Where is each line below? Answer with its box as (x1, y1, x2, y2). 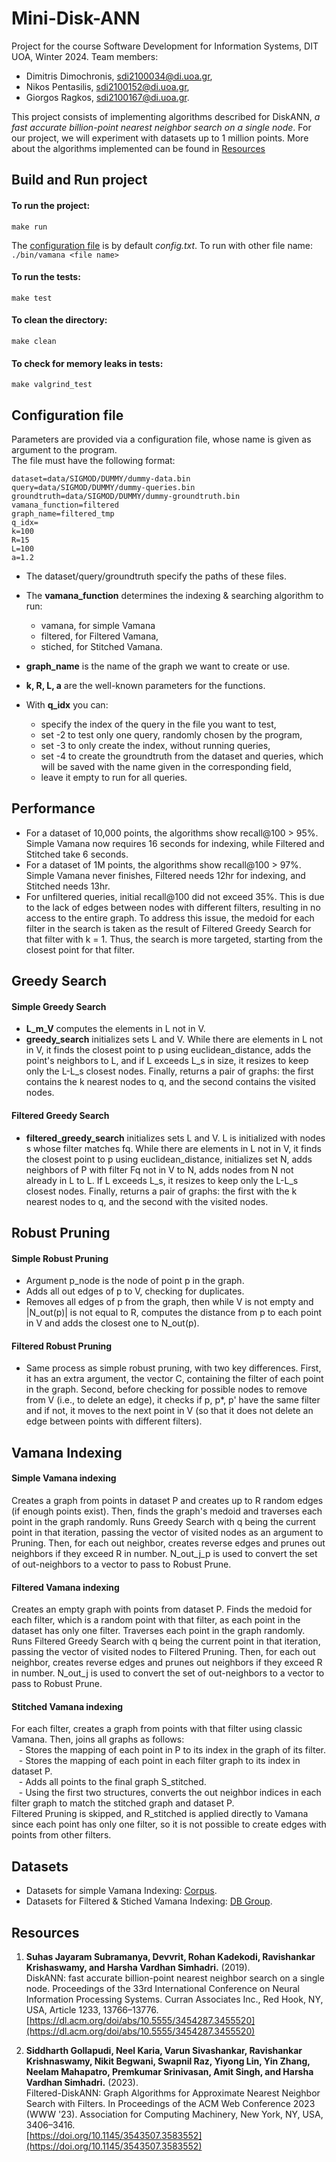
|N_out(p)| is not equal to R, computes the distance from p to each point (25, 1307, 323, 1319)
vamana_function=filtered (11, 500, 119, 510)
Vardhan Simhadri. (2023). (25, 2076, 139, 2088)
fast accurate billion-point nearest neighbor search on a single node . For (11, 121, 312, 133)
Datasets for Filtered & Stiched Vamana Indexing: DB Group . (25, 1895, 273, 1907)
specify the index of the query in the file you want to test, (40, 718, 277, 730)
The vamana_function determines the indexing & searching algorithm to (25, 589, 324, 601)
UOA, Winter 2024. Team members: (11, 50, 159, 62)
